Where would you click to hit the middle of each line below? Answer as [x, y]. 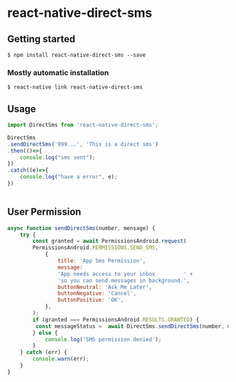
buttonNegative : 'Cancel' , [97, 293]
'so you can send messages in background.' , [124, 280]
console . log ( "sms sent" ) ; [58, 157]
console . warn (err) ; [61, 359]
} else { [45, 333]
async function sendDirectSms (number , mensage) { [81, 228]
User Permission [44, 212]
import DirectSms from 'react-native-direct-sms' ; [83, 125]
